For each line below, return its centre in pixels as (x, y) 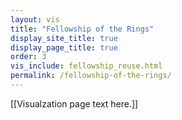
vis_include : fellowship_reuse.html (86, 66)
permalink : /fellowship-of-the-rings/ (91, 76)
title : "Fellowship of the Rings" (82, 29)
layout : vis (35, 19)
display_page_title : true (64, 47)
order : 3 (28, 57)
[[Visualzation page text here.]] (74, 103)
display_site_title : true (64, 38)
